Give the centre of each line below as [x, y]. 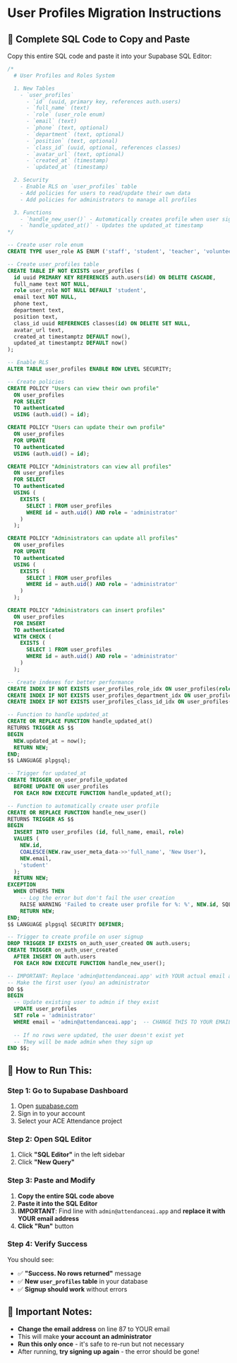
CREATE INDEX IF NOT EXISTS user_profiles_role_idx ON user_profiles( [113, 689]
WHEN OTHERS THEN [39, 891]
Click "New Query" [46, 1162]
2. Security [31, 180]
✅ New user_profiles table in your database [83, 1281]
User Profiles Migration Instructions [114, 13]
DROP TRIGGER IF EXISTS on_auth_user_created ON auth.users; [99, 944]
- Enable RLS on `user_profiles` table [79, 187]
